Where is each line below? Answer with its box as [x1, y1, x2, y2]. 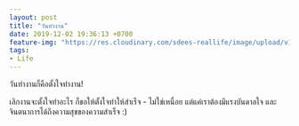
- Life [9, 54, 34, 63]
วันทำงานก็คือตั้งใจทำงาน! [9, 79, 84, 89]
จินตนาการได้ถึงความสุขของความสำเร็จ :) [9, 106, 127, 116]
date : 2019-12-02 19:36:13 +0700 [9, 29, 133, 38]
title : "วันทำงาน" [9, 21, 69, 30]
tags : [9, 46, 29, 55]
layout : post [9, 12, 58, 22]
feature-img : [9, 37, 58, 47]
